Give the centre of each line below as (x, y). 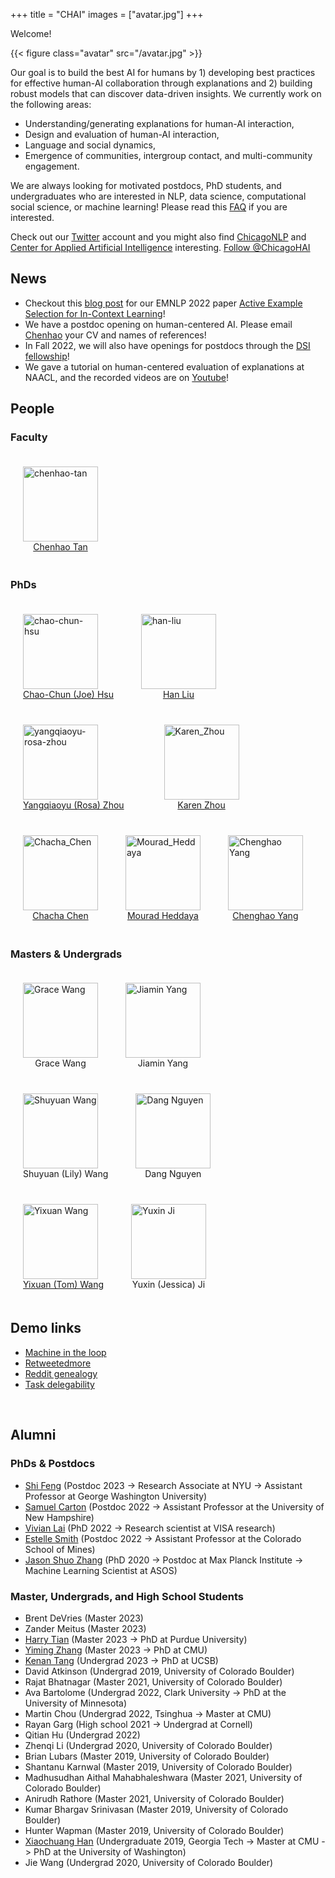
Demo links (46, 1328)
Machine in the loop (65, 1352)
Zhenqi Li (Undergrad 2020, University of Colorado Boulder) (148, 1745)
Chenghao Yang (265, 915)
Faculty (29, 437)
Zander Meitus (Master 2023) (85, 1628)
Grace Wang (60, 1063)
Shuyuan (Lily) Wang (66, 1174)
